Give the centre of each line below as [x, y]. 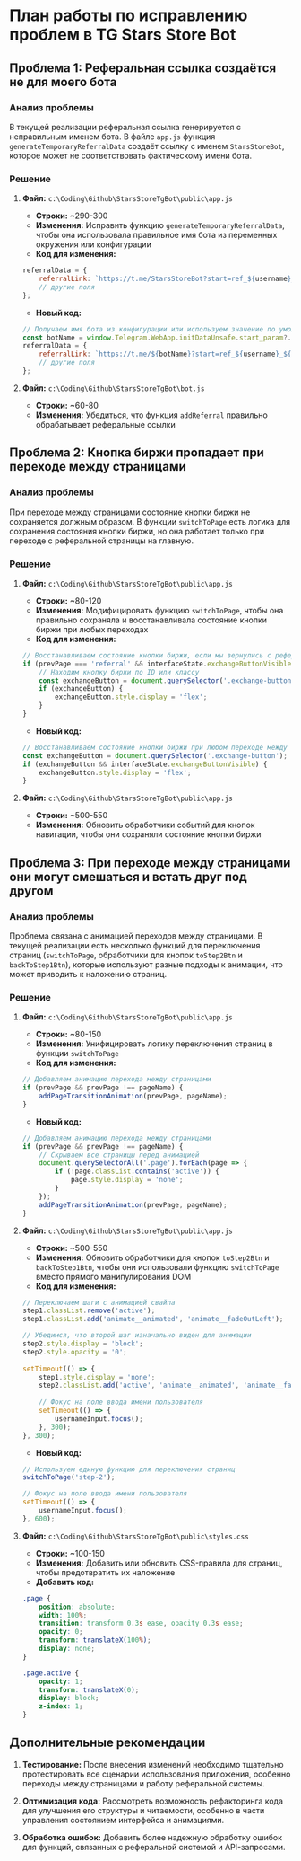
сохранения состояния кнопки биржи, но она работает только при [137, 531]
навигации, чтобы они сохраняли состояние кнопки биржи [148, 834]
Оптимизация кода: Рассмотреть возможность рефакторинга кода [153, 1801]
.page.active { [51, 1673]
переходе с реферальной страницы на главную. [102, 541]
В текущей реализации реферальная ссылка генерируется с [125, 127]
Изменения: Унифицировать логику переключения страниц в [154, 1044]
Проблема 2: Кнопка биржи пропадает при [137, 453]
